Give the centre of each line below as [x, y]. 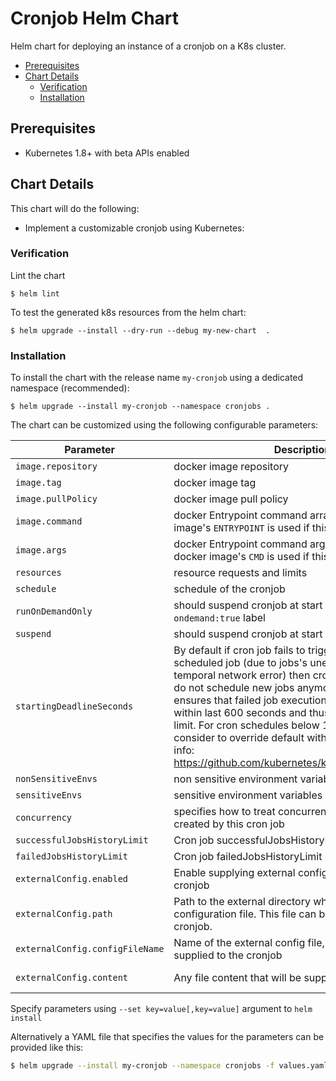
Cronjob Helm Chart [95, 18]
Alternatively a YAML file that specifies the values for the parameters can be [167, 1037]
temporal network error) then [242, 675]
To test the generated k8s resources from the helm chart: [128, 312]
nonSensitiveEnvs [56, 779]
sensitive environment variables [248, 795]
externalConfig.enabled [72, 879]
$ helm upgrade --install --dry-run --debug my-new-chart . [140, 330]
